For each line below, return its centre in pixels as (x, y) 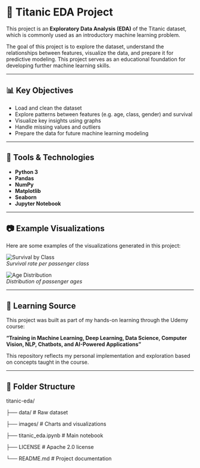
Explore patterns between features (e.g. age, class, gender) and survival (104, 114)
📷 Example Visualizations (56, 228)
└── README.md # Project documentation (59, 458)
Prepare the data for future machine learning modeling (82, 133)
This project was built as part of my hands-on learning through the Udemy (97, 320)
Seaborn (26, 197)
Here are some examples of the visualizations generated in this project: (93, 246)
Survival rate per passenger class (48, 264)
